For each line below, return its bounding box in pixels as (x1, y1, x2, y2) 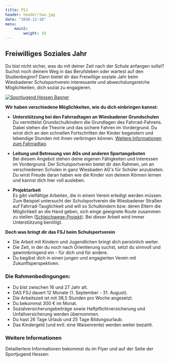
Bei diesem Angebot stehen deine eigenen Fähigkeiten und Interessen (12, 156, 158, 162)
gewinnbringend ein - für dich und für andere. (12, 249, 108, 255)
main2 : (14, 26, 28, 31)
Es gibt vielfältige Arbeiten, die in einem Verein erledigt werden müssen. (12, 192, 162, 198)
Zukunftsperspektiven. (12, 260, 60, 266)
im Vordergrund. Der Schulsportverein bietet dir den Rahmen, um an (12, 161, 154, 167)
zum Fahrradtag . (12, 140, 47, 146)
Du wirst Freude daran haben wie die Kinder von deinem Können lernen (12, 172, 161, 178)
